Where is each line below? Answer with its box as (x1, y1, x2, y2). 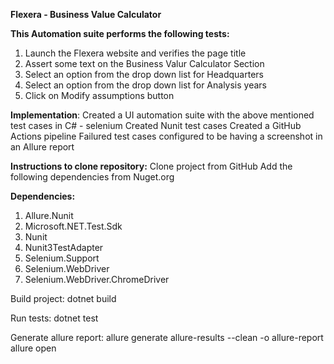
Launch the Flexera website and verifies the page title (24, 47, 247, 59)
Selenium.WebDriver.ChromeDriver (24, 274, 170, 285)
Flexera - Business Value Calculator (10, 9, 162, 20)
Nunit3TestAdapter (24, 242, 104, 253)
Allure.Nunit (24, 210, 74, 221)
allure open (10, 342, 57, 354)
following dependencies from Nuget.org (10, 171, 175, 183)
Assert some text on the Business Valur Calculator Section (24, 58, 265, 69)
